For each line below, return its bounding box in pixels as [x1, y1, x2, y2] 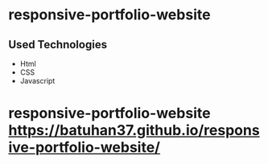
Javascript [19, 76, 56, 85]
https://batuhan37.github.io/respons [8, 121, 260, 140]
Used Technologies [8, 38, 107, 51]
